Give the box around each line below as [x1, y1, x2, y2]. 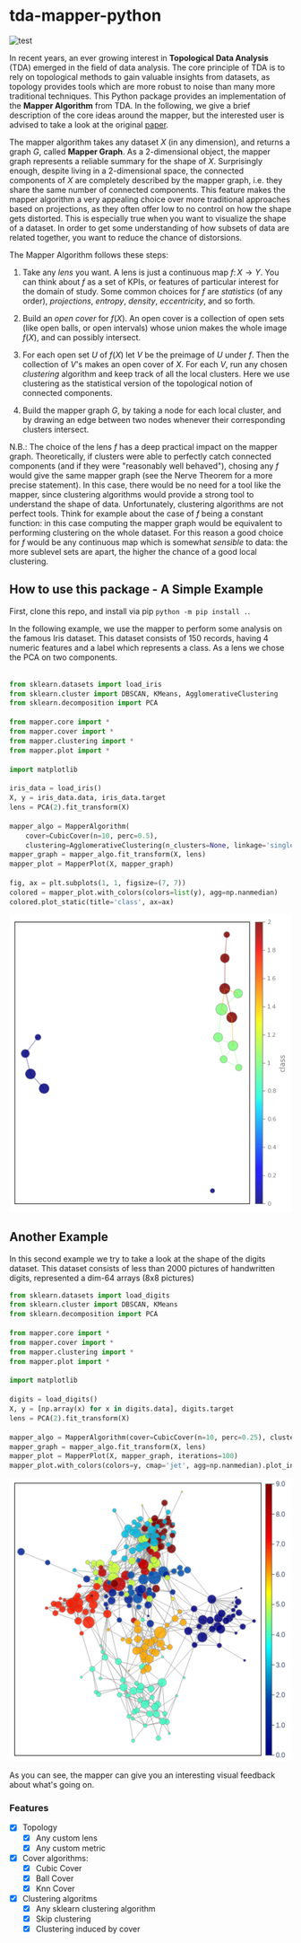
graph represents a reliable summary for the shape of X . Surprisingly [9, 155, 262, 166]
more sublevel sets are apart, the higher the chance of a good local [9, 546, 257, 557]
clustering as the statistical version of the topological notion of [21, 378, 254, 389]
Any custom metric [35, 1842, 106, 1853]
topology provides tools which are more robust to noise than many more [9, 81, 276, 92]
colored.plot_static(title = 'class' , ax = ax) [9, 897, 175, 907]
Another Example [9, 1229, 109, 1244]
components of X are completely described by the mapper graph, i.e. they [9, 174, 283, 185]
